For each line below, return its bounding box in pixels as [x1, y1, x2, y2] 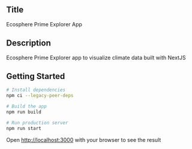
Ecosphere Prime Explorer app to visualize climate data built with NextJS [6, 54, 186, 61]
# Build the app [6, 104, 47, 110]
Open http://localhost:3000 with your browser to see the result [6, 136, 161, 143]
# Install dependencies [6, 87, 66, 93]
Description [6, 38, 51, 48]
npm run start [6, 125, 42, 131]
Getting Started [6, 71, 65, 81]
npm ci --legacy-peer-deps [6, 93, 74, 99]
